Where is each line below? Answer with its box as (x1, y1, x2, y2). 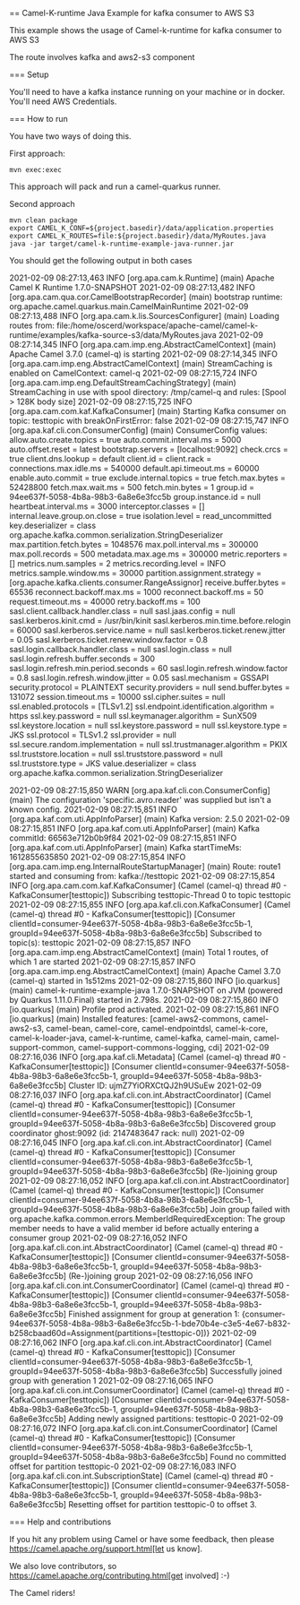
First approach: (9, 148, 65, 159)
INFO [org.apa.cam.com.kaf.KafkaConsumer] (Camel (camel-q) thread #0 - (9, 880, 287, 891)
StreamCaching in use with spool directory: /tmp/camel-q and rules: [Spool (9, 387, 287, 397)
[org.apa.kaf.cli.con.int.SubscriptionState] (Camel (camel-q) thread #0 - (9, 1471, 274, 1481)
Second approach (9, 199, 76, 209)
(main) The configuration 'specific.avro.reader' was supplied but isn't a (9, 795, 271, 805)
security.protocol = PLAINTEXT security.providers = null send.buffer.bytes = (9, 682, 291, 693)
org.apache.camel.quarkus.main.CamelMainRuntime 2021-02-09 (9, 301, 249, 312)
